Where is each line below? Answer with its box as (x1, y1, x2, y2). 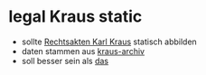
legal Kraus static (8, 6, 143, 27)
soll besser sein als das (21, 55, 109, 66)
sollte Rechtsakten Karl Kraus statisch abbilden (21, 36, 198, 47)
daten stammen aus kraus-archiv (21, 45, 145, 56)
